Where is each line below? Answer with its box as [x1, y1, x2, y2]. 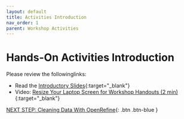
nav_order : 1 [6, 20, 39, 26]
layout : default [6, 8, 47, 15]
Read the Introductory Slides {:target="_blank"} [14, 82, 130, 89]
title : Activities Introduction [6, 14, 87, 20]
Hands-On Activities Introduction [6, 51, 174, 64]
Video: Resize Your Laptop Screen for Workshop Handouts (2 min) [14, 89, 178, 96]
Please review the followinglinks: [6, 71, 87, 78]
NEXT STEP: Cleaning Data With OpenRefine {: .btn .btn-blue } [6, 107, 158, 114]
